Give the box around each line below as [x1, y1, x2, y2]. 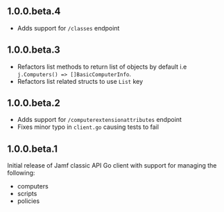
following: [7, 169, 35, 177]
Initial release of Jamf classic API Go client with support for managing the [7, 161, 217, 170]
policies [17, 197, 40, 205]
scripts [17, 190, 37, 198]
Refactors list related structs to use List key [17, 77, 144, 85]
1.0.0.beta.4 [7, 6, 61, 17]
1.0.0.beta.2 [7, 97, 60, 109]
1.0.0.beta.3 [7, 44, 60, 56]
